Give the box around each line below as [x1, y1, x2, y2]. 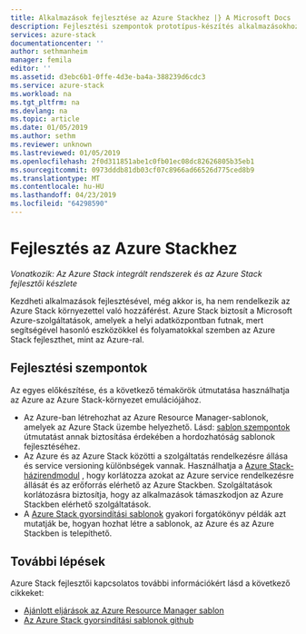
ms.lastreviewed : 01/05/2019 [10, 148, 121, 157]
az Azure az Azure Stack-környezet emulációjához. [10, 394, 202, 405]
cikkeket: [10, 588, 44, 599]
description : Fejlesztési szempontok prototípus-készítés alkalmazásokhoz [10, 22, 300, 31]
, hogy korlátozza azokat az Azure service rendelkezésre [81, 470, 294, 480]
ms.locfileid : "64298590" [10, 199, 108, 209]
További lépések [10, 554, 105, 570]
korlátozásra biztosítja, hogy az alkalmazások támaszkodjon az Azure [23, 489, 284, 500]
